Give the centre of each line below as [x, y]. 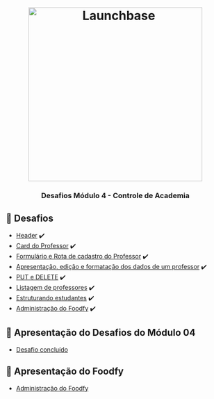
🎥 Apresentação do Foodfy [65, 372]
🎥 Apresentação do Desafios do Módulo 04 [101, 333]
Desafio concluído [42, 349]
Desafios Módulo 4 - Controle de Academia [115, 196]
